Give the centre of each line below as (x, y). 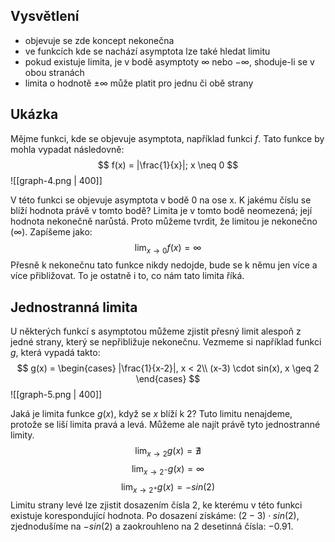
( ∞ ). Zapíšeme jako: (51, 231)
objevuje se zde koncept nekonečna (99, 40)
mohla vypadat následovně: (67, 149)
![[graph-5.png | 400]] (56, 395)
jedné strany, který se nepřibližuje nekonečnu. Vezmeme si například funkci (166, 342)
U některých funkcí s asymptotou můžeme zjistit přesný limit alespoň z (156, 331)
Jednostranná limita (74, 307)
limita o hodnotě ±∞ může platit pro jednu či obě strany (139, 83)
